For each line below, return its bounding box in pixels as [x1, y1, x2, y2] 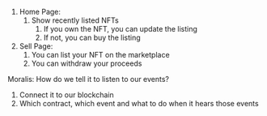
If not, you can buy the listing [43, 32, 141, 42]
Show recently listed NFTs [31, 15, 119, 25]
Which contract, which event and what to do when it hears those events [19, 99, 260, 108]
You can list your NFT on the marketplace [31, 50, 171, 59]
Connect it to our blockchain [19, 90, 114, 100]
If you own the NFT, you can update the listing [43, 24, 197, 33]
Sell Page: [19, 41, 53, 51]
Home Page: [19, 7, 61, 16]
